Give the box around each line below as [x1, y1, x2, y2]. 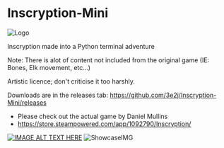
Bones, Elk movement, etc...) [7, 63, 90, 72]
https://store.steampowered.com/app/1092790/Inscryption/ [17, 119, 191, 128]
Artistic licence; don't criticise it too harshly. [7, 76, 136, 86]
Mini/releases [7, 98, 47, 107]
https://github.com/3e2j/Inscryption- [109, 91, 217, 99]
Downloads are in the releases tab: [7, 91, 108, 99]
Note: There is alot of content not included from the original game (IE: [7, 55, 210, 64]
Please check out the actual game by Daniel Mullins [17, 112, 168, 120]
